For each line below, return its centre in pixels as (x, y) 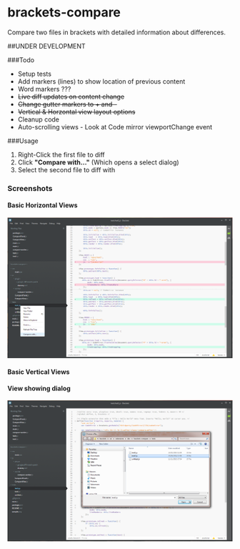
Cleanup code (38, 119)
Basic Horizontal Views (42, 205)
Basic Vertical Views (39, 372)
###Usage (23, 141)
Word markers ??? (44, 89)
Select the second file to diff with (66, 169)
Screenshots (30, 188)
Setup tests (35, 74)
